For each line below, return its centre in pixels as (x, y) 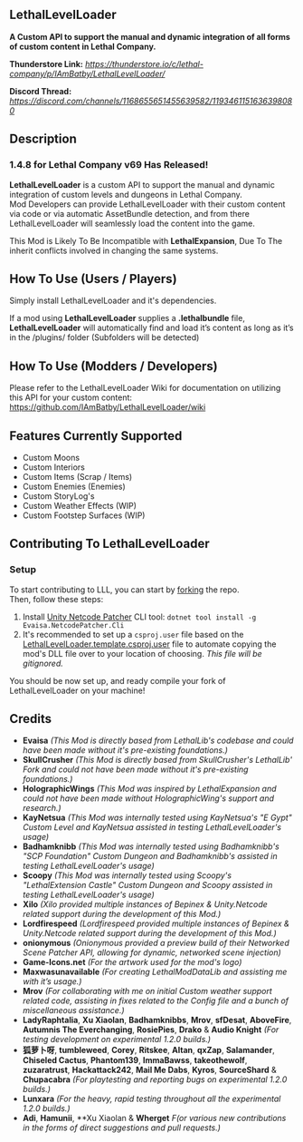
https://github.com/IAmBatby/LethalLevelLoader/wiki (108, 407)
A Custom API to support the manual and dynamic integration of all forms (150, 36)
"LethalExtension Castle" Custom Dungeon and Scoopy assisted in (147, 885)
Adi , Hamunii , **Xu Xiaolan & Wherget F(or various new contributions (154, 1118)
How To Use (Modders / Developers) (114, 366)
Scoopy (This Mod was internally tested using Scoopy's (127, 875)
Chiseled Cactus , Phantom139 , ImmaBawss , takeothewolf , (135, 1060)
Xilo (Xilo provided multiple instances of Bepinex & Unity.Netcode (145, 904)
